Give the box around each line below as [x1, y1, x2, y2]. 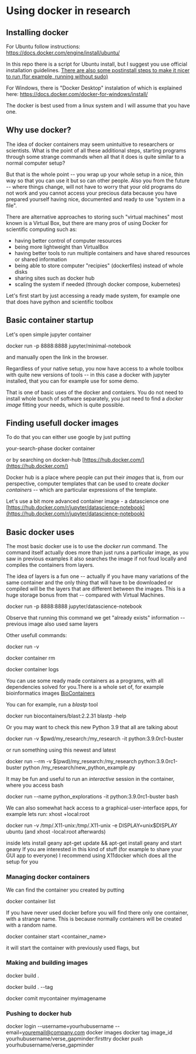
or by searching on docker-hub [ [6, 456, 85, 464]
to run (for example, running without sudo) [6, 73, 108, 80]
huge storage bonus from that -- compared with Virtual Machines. [6, 591, 166, 599]
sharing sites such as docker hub [14, 274, 95, 281]
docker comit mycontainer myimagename [6, 995, 106, 1002]
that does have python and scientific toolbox [6, 298, 114, 305]
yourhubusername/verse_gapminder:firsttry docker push [6, 1035, 143, 1042]
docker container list [6, 897, 56, 905]
